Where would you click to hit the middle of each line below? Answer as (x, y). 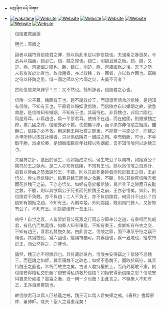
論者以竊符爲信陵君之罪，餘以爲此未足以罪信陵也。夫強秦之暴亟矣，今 (85, 55)
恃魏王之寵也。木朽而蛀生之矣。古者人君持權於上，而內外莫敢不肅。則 (85, 267)
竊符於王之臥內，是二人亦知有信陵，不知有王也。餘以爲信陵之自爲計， (85, 166)
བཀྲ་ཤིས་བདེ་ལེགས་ (24, 8)
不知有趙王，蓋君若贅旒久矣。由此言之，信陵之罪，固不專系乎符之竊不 (85, 231)
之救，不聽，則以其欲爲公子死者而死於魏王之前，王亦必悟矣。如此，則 (85, 190)
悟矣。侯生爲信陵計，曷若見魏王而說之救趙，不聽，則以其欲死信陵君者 (85, 178)
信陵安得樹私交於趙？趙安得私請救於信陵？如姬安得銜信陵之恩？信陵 (83, 273)
